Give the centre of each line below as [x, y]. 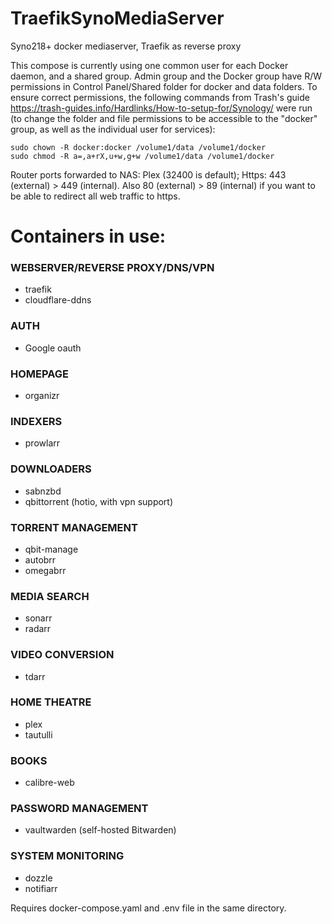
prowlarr [42, 443]
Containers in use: [88, 236]
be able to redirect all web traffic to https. [95, 196]
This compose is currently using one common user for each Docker [149, 65]
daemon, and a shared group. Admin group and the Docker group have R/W [166, 76]
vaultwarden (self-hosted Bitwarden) [100, 830]
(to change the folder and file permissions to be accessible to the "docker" [164, 118]
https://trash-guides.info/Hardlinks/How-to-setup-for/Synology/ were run [161, 108]
